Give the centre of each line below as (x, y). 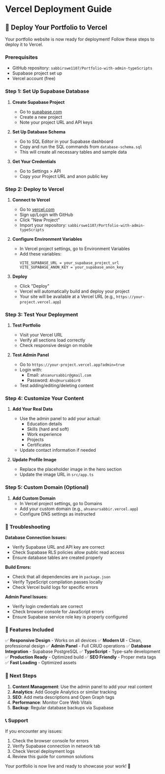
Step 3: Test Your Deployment (42, 314)
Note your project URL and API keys (56, 122)
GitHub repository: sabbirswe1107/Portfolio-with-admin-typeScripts (82, 68)
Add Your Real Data (33, 409)
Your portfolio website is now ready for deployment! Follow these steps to (80, 39)
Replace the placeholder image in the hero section (71, 469)
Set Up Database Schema (39, 131)
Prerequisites (21, 57)
